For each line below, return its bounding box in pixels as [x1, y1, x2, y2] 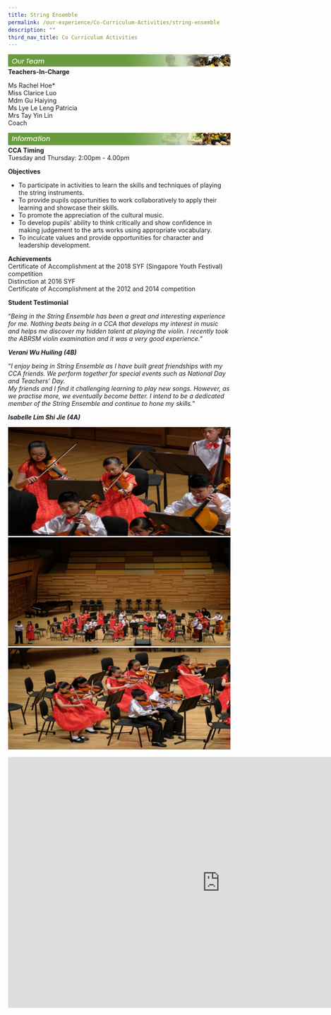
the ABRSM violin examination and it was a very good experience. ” [8, 335, 203, 343]
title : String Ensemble [8, 11, 78, 18]
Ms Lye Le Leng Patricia [8, 104, 78, 112]
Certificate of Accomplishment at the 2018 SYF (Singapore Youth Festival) [8, 262, 223, 271]
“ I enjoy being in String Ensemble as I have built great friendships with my [8, 362, 223, 371]
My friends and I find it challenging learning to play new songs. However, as [8, 385, 230, 393]
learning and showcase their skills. [18, 203, 119, 212]
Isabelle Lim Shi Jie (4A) [8, 413, 80, 421]
